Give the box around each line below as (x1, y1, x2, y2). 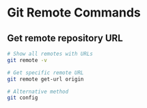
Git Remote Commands (7, 5, 142, 21)
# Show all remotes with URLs (7, 50, 94, 57)
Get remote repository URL (7, 32, 123, 44)
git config (7, 94, 38, 101)
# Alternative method (7, 88, 69, 95)
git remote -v (7, 56, 48, 63)
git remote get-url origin (7, 76, 84, 83)
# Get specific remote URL (7, 69, 84, 76)
